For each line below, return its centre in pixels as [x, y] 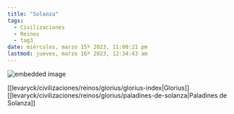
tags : [15, 21]
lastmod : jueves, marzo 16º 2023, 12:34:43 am [78, 54]
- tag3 [23, 41]
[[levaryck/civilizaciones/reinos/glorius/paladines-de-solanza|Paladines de [117, 95]
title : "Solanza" [33, 14]
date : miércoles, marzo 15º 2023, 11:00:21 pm [78, 47]
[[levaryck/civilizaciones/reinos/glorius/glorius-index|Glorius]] [99, 88]
